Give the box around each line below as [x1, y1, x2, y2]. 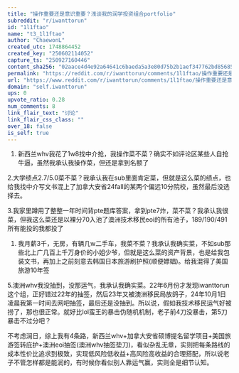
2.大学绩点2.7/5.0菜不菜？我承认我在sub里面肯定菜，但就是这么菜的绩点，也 [7, 173, 231, 182]
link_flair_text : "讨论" [7, 109, 79, 117]
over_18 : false [7, 122, 53, 130]
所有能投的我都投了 [7, 225, 64, 233]
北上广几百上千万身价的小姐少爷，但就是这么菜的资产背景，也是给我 [23, 248, 224, 256]
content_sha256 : [7, 63, 55, 70]
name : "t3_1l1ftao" [7, 30, 65, 38]
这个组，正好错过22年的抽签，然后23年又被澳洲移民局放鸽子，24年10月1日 [7, 290, 226, 298]
